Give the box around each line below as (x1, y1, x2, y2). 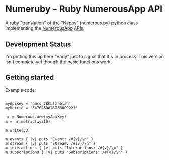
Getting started (5, 73, 54, 82)
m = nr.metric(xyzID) (5, 118, 51, 124)
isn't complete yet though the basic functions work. (5, 59, 112, 65)
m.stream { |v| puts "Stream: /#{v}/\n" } (5, 141, 96, 146)
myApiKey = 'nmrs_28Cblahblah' (5, 101, 71, 106)
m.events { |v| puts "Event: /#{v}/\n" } (5, 136, 94, 142)
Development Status (5, 40, 71, 49)
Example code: (5, 87, 36, 93)
